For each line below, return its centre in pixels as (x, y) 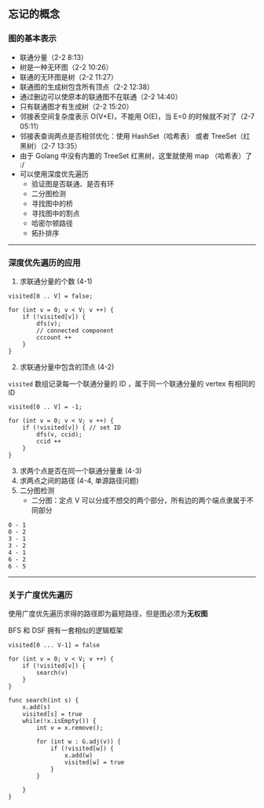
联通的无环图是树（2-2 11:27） (68, 76)
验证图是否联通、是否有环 (73, 183)
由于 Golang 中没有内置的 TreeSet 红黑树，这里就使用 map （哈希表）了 (136, 155)
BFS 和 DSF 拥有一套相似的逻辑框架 (66, 630)
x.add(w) (78, 756)
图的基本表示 (33, 39)
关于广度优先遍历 (40, 595)
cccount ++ (54, 337)
